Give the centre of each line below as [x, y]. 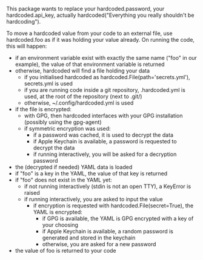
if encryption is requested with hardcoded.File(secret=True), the [113, 206]
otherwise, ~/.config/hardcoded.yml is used [79, 103]
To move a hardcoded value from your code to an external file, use [89, 33]
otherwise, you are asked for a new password [99, 244]
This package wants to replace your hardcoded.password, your [85, 9]
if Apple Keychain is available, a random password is [108, 231]
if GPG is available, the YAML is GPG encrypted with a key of [118, 218]
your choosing [60, 225]
